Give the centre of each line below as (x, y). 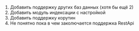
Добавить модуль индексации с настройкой (58, 12)
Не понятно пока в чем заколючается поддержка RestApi (72, 23)
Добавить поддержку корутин (43, 18)
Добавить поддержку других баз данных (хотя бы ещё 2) (72, 7)
